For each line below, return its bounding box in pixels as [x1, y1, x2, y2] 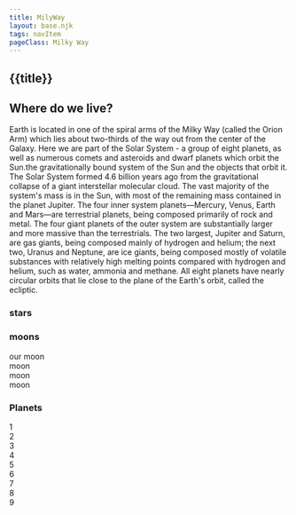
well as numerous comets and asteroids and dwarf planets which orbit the [9, 153, 279, 163]
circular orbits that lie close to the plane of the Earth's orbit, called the [9, 275, 264, 286]
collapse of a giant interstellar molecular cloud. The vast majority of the [9, 181, 269, 192]
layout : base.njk [9, 21, 74, 30]
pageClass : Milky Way [9, 37, 90, 47]
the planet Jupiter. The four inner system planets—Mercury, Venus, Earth [9, 200, 277, 210]
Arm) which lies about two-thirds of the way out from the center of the [9, 134, 266, 145]
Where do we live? [9, 101, 113, 116]
